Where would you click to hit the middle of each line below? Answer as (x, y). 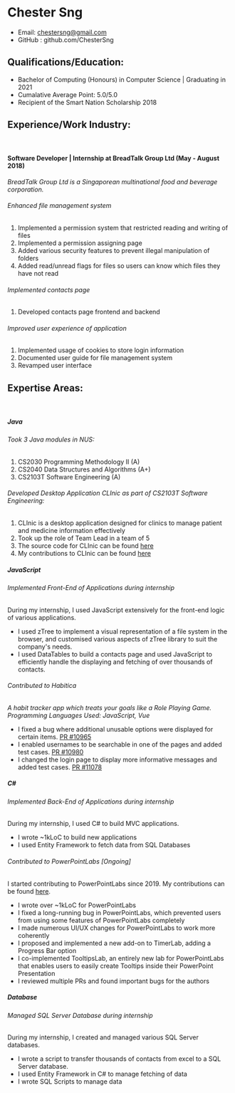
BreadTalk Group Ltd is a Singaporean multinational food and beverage (113, 181)
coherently (33, 935)
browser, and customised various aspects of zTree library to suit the (117, 639)
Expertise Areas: (45, 388)
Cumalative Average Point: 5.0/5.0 (68, 94)
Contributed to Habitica (42, 686)
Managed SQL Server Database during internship (80, 1015)
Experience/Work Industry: (69, 125)
